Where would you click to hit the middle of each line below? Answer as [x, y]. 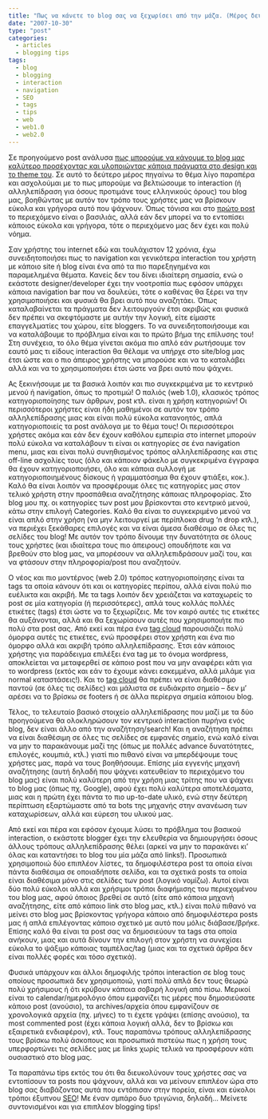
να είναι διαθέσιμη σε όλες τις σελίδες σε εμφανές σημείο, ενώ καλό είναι [134, 737]
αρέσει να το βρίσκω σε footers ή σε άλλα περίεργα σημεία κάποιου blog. [131, 696]
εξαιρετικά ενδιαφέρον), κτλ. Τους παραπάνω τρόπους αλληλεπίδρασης [130, 1031]
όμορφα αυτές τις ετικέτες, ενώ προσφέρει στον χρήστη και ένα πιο [122, 637]
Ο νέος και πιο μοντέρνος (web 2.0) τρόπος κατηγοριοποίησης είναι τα [126, 577]
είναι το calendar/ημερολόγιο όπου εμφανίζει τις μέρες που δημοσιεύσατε [132, 998]
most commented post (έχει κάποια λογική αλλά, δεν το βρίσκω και [121, 1023]
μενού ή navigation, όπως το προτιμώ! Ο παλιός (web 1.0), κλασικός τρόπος [134, 392]
